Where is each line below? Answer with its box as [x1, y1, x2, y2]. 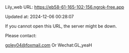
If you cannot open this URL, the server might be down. [5, 23, 117, 29]
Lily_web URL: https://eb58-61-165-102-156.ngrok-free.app [5, 4, 124, 10]
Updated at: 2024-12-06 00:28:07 [5, 14, 74, 19]
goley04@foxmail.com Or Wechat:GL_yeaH [5, 42, 92, 48]
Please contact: [5, 33, 37, 38]
